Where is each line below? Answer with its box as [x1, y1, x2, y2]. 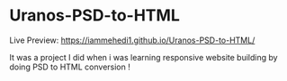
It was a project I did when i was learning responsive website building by [9, 52, 278, 62]
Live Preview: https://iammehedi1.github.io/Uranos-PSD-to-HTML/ [9, 35, 256, 45]
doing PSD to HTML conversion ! [9, 61, 130, 72]
